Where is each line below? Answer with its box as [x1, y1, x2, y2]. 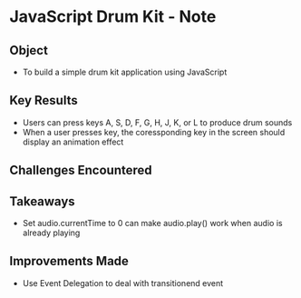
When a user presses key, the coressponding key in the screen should [22, 126, 286, 137]
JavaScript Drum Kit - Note [9, 6, 217, 27]
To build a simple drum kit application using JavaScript [22, 66, 228, 77]
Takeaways [9, 194, 75, 209]
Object [9, 43, 48, 58]
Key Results [9, 93, 79, 108]
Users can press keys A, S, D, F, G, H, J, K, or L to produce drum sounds [22, 116, 293, 128]
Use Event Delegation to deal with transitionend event [22, 277, 224, 288]
